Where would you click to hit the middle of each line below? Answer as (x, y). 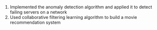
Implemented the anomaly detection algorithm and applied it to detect (81, 7)
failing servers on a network (38, 12)
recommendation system (35, 22)
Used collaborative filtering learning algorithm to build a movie (73, 17)
